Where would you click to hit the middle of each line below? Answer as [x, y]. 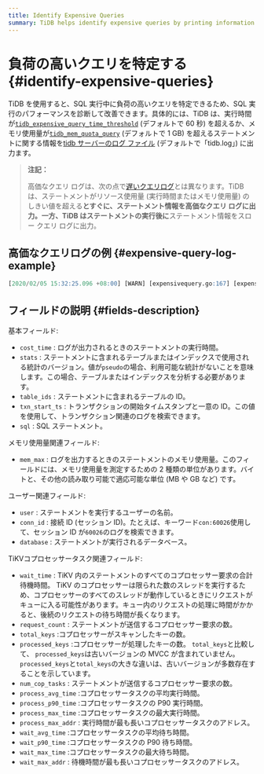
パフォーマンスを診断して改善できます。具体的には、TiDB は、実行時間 [137, 114]
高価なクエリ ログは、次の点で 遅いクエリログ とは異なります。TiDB [136, 186]
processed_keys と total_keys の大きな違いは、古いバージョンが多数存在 [134, 663]
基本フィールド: [33, 330]
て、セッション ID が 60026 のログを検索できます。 [99, 532]
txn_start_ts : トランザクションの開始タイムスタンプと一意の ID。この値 [137, 406]
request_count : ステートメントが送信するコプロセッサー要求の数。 [128, 624]
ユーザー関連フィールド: [47, 495]
